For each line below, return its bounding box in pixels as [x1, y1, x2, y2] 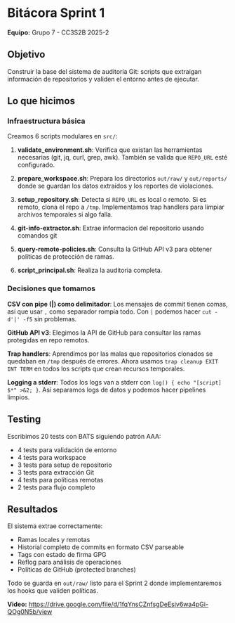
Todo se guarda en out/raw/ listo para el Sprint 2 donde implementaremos [7, 579, 222, 588]
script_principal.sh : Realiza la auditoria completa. [17, 266, 163, 275]
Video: [7, 600, 27, 609]
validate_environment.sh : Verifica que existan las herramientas [17, 146, 203, 154]
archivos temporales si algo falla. [17, 210, 113, 219]
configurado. [17, 160, 55, 169]
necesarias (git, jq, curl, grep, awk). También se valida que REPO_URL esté [17, 153, 228, 162]
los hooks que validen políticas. [7, 586, 98, 595]
